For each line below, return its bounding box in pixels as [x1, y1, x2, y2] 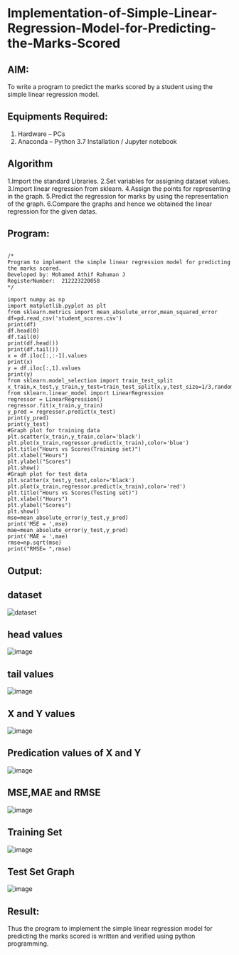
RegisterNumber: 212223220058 [7, 278, 100, 285]
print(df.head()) [7, 340, 59, 347]
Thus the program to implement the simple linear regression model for [7, 924, 213, 933]
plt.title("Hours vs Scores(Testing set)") [7, 489, 139, 496]
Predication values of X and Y [7, 747, 142, 759]
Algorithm [7, 158, 53, 170]
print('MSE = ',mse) [7, 521, 69, 528]
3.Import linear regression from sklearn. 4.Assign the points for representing [7, 184, 231, 193]
